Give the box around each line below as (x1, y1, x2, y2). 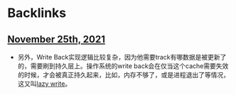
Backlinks (7, 5, 67, 21)
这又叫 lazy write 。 (17, 79, 72, 88)
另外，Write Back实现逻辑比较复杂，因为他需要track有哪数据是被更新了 (17, 53, 227, 61)
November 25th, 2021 (7, 33, 105, 45)
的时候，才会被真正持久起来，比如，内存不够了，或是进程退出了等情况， (17, 71, 230, 79)
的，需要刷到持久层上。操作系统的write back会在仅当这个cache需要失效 (17, 62, 229, 70)
